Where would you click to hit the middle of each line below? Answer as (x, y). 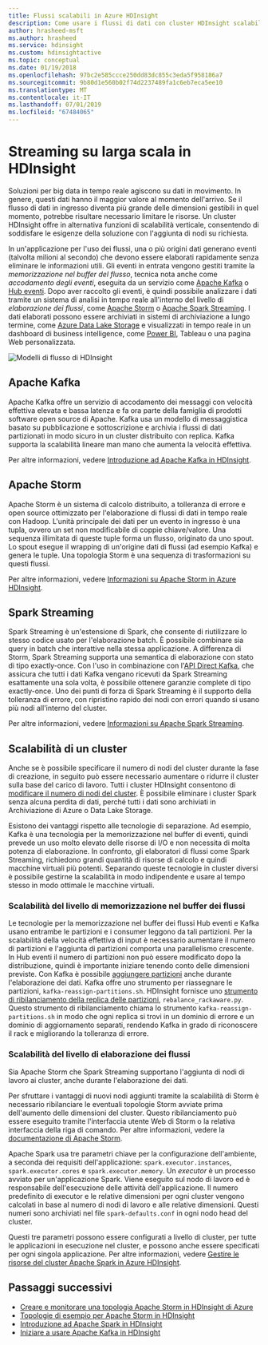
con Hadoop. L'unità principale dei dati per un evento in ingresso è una (124, 521)
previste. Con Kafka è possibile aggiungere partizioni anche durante (120, 974)
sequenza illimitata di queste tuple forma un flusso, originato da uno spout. (131, 538)
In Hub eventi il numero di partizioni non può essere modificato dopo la (125, 957)
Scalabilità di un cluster (68, 749)
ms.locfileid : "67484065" (51, 113)
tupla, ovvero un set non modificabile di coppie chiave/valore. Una (117, 530)
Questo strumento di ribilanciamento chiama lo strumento (102, 1008)
